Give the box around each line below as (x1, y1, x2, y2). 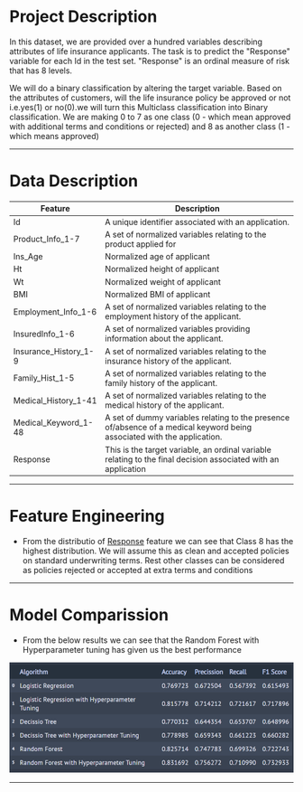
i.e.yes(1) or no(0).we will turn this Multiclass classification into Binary (9, 101, 269, 112)
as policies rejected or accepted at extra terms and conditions (22, 565, 253, 576)
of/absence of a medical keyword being (105, 422, 252, 433)
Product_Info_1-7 (13, 233, 80, 245)
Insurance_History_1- (13, 345, 95, 356)
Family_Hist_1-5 (13, 372, 75, 383)
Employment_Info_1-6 (13, 306, 97, 317)
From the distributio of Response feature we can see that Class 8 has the (22, 536, 294, 547)
